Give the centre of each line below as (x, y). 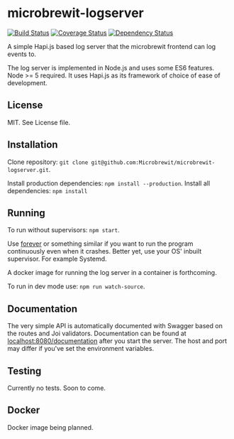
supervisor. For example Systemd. (57, 259)
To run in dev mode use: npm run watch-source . (76, 286)
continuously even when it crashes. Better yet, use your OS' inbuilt (105, 251)
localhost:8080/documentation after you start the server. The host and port (117, 341)
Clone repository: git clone (48, 162)
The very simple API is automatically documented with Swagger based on (115, 326)
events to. (22, 54)
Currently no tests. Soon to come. (57, 388)
